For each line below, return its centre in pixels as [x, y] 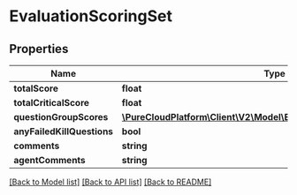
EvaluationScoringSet [91, 16]
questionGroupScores [61, 117]
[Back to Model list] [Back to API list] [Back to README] [110, 182]
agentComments [49, 160]
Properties [39, 49]
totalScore [36, 88]
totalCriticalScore [52, 103]
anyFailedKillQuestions [63, 131]
